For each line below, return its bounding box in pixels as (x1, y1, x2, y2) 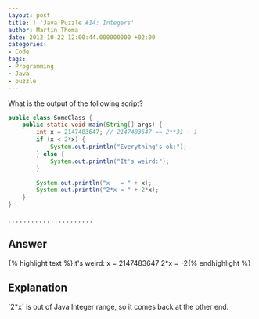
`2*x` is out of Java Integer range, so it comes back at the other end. (8, 302, 229, 311)
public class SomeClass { (8, 114, 92, 121)
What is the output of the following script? (8, 99, 143, 108)
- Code (8, 48, 30, 56)
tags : (8, 56, 26, 63)
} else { (36, 150, 65, 158)
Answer (8, 237, 48, 251)
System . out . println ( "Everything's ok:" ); (49, 143, 188, 150)
